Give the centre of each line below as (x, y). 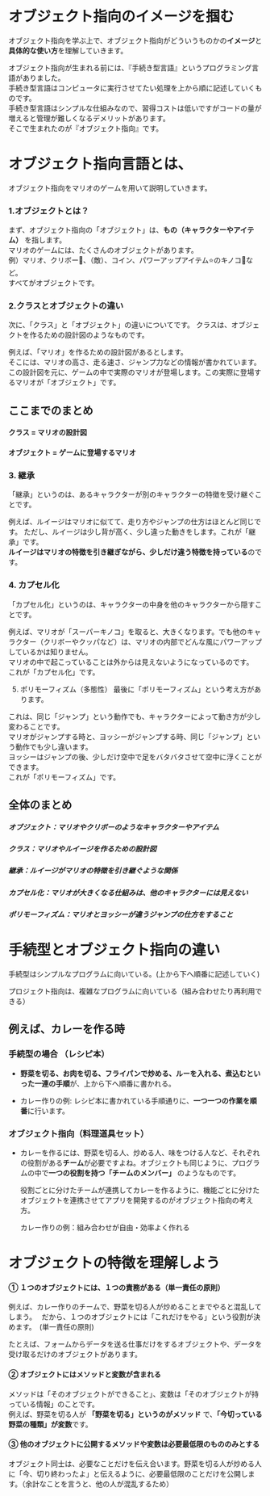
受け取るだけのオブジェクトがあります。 (75, 1355)
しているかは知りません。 (50, 652)
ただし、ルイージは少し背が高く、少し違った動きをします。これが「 (136, 532)
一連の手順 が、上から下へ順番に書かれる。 (105, 1083)
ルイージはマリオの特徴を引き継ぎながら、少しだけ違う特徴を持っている (128, 552)
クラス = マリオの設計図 (48, 432)
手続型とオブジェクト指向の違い (114, 950)
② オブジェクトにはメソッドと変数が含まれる (85, 1375)
